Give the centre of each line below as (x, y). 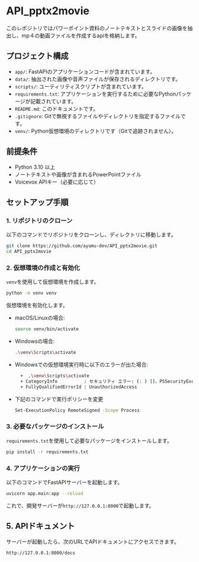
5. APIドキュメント (41, 526)
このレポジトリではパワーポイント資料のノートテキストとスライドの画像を (97, 28)
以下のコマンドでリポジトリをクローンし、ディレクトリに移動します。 (91, 235)
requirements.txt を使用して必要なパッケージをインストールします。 (89, 440)
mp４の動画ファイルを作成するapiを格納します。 (81, 35)
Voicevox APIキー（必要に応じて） (57, 182)
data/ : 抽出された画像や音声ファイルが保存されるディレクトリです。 (98, 79)
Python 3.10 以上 (35, 167)
